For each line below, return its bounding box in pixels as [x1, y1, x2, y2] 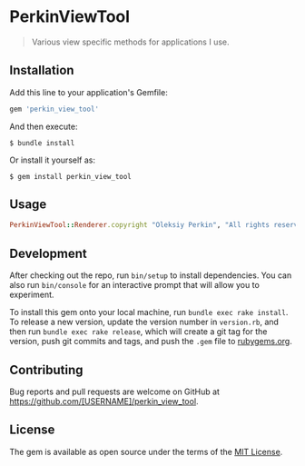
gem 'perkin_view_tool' [9, 104, 100, 114]
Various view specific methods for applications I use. [31, 36, 230, 47]
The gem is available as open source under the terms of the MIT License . [9, 446, 283, 457]
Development [9, 245, 88, 261]
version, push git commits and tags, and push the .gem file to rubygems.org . [9, 336, 293, 347]
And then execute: [9, 121, 78, 132]
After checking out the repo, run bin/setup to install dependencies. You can [9, 270, 292, 281]
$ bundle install [9, 138, 75, 147]
